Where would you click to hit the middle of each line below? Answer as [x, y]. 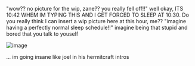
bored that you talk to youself [42, 34]
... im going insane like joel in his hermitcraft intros [68, 57]
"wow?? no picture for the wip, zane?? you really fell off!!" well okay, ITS [95, 9]
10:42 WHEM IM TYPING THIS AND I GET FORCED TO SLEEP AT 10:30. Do [98, 15]
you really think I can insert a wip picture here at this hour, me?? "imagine [96, 21]
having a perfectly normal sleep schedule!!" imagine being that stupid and [97, 27]
